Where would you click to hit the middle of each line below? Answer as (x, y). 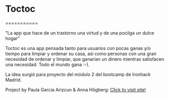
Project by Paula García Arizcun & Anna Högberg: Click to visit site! (76, 89)
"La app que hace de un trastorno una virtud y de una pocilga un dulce (80, 33)
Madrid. (14, 80)
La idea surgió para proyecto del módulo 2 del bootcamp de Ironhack (78, 74)
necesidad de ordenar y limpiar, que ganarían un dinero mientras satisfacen (85, 59)
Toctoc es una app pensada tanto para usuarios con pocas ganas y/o (78, 48)
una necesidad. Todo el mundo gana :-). (47, 64)
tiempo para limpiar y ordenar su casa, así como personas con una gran (81, 54)
